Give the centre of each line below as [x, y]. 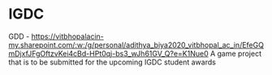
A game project [236, 53]
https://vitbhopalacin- [67, 36]
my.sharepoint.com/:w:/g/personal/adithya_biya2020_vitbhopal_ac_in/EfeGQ [136, 44]
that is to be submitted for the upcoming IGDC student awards [112, 62]
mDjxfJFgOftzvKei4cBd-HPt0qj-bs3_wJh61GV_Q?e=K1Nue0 [108, 53]
